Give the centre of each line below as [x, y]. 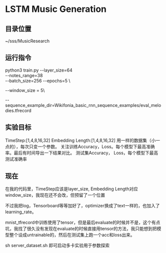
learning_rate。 [21, 212]
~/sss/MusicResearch [28, 41]
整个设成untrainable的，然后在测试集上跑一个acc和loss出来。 [72, 235]
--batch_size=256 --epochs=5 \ [38, 81]
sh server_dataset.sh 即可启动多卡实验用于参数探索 [57, 246]
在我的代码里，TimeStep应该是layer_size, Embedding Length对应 [72, 189]
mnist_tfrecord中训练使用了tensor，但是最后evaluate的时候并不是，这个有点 [83, 223]
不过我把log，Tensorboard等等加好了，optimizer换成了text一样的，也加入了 [83, 206]
